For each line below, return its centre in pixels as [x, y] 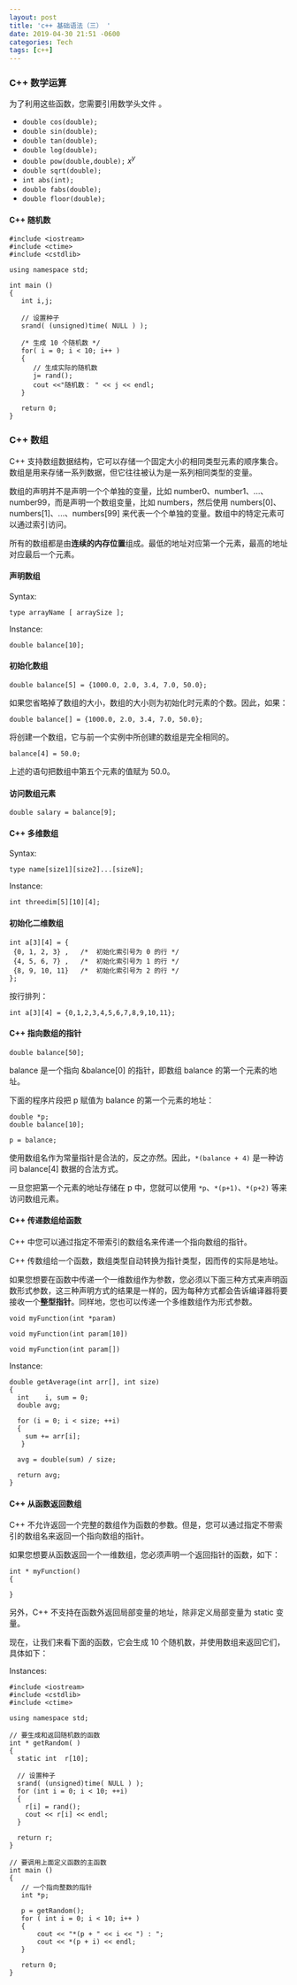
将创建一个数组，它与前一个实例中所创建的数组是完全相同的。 [122, 737]
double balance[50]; [47, 1052]
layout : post [33, 17]
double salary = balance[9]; [63, 813]
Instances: [28, 1671]
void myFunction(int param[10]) [69, 1334]
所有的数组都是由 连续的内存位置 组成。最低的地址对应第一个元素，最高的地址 [148, 543]
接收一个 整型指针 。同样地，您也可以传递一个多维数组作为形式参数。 [133, 1302]
